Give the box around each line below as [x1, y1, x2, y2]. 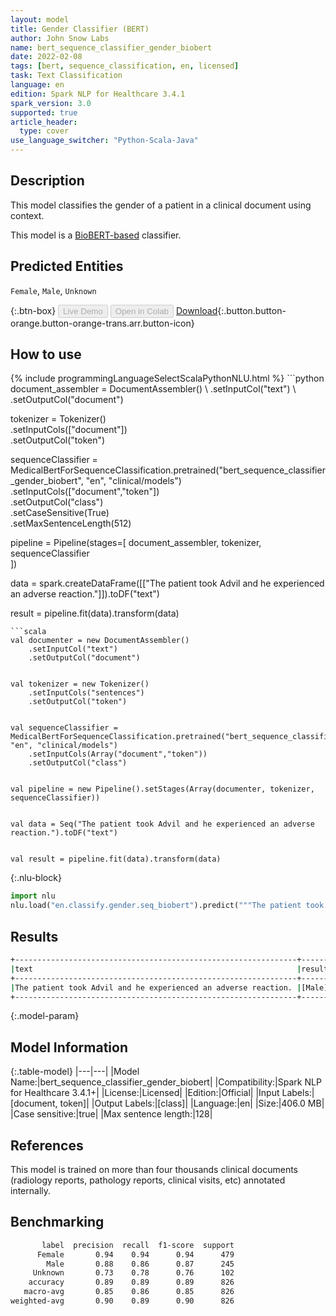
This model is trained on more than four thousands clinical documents [10, 1164, 298, 1175]
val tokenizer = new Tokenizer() [10, 679, 150, 690]
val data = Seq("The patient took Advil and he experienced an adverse [10, 819, 315, 830]
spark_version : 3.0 [10, 98, 92, 108]
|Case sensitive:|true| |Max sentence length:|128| [10, 1108, 213, 1120]
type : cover [19, 126, 70, 136]
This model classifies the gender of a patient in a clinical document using [10, 199, 312, 211]
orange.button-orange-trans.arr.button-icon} [10, 317, 195, 329]
